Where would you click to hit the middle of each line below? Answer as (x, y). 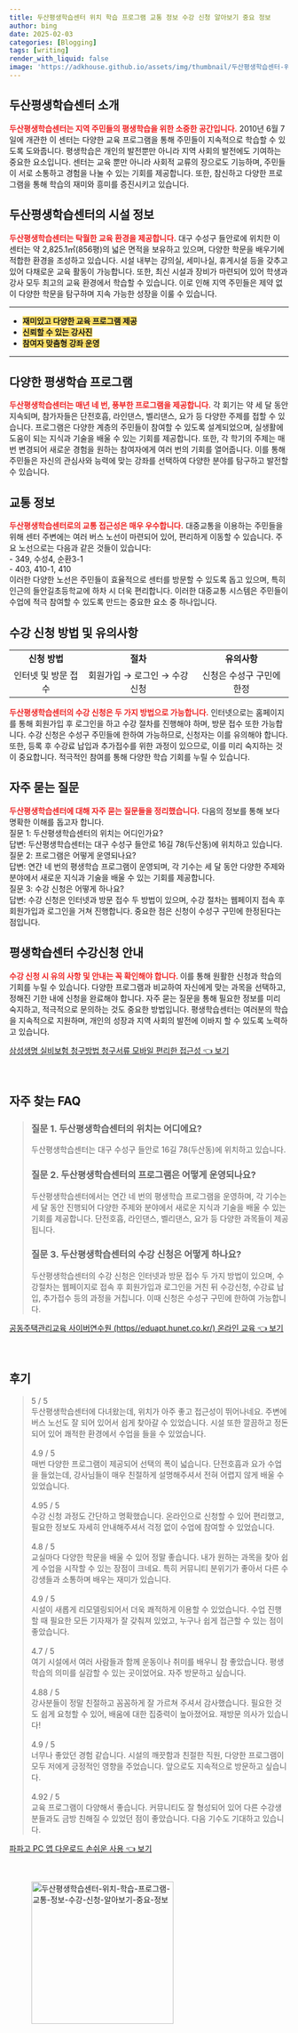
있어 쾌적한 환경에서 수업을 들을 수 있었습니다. (127, 1433)
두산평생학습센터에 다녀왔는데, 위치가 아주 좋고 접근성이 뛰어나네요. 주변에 (159, 1411)
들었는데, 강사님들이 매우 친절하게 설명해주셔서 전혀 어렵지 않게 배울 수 (162, 1474)
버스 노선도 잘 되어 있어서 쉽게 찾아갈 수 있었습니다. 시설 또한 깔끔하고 (151, 1422)
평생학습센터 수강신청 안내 (76, 953)
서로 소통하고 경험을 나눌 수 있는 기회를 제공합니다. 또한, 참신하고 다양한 (142, 173)
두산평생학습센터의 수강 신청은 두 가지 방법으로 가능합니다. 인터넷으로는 (132, 712)
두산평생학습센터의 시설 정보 (82, 215)
